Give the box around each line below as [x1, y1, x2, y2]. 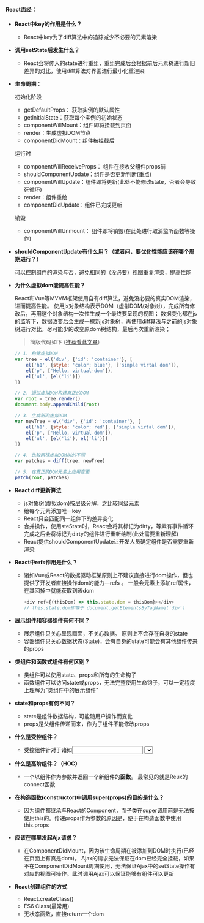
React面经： [5, 6, 37, 13]
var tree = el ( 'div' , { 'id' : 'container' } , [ [14, 356, 133, 363]
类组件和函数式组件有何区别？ [14, 658, 90, 665]
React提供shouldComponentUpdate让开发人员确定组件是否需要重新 [23, 537, 194, 545]
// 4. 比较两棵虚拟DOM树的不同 [14, 452, 86, 458]
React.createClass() [23, 895, 74, 902]
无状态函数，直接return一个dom [23, 910, 104, 917]
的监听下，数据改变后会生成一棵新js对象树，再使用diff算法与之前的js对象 [14, 317, 198, 325]
